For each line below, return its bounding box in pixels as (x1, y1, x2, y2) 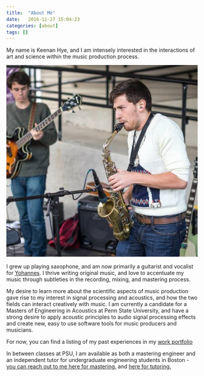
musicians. (6, 326, 33, 334)
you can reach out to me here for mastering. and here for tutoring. (6, 363, 171, 371)
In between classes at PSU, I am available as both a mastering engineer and (6, 350, 196, 357)
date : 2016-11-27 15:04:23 (6, 16, 80, 23)
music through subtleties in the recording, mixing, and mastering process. (6, 276, 191, 283)
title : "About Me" (6, 10, 56, 16)
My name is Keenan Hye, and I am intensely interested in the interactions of (6, 46, 195, 54)
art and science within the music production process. (6, 53, 140, 60)
